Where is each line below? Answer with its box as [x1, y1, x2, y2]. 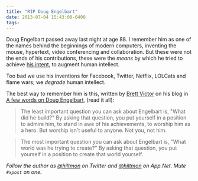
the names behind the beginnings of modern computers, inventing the [6, 42, 177, 49]
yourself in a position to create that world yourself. [20, 151, 144, 158]
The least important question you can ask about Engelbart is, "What [20, 108, 186, 115]
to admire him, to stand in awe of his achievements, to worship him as [20, 121, 191, 128]
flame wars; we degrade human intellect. [6, 79, 106, 86]
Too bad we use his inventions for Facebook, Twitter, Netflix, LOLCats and [6, 72, 186, 80]
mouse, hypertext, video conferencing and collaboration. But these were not [6, 49, 192, 56]
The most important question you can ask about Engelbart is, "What [20, 138, 186, 146]
